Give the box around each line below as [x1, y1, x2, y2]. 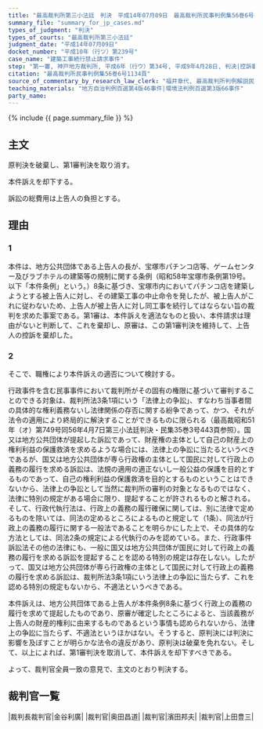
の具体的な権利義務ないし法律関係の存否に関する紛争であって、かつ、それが [8, 406, 254, 415]
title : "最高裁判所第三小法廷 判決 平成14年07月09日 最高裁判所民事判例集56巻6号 [8, 11, 254, 20]
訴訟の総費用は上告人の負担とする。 [8, 194, 125, 203]
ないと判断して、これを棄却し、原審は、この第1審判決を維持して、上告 [21, 320, 250, 330]
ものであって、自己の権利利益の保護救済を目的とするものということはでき [14, 474, 254, 483]
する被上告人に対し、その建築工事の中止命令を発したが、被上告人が [28, 291, 248, 301]
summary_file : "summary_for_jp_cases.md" [8, 19, 146, 27]
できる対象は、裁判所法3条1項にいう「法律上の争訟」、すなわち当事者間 [21, 395, 252, 405]
